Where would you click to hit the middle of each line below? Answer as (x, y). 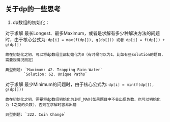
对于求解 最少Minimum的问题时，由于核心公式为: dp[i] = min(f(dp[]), (80, 84)
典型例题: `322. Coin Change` (36, 114)
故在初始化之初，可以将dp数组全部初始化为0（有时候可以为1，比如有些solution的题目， (85, 54)
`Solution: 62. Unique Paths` (55, 74)
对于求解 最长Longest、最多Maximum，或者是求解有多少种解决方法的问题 (83, 33)
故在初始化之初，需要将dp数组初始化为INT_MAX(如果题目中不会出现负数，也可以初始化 (83, 99)
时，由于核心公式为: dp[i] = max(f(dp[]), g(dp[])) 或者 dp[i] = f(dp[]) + (85, 39)
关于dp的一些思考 (33, 9)
